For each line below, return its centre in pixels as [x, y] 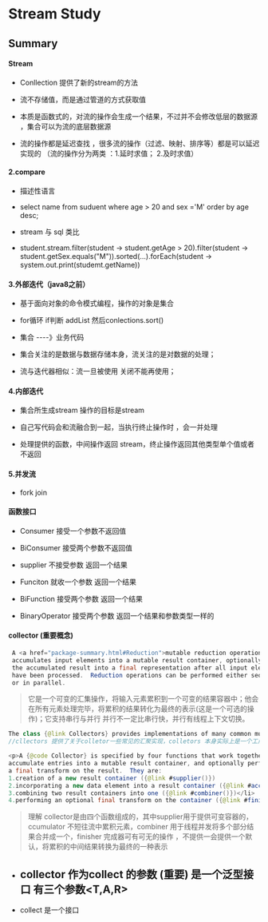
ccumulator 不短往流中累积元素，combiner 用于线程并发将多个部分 [137, 827]
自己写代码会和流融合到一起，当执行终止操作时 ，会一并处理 [118, 427]
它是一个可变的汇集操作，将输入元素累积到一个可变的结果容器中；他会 [143, 699]
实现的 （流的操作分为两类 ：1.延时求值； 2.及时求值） [108, 153]
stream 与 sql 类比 [49, 232]
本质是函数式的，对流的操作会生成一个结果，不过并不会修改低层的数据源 [138, 116]
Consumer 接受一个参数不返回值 [73, 531]
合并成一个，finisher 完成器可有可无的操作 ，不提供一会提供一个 [140, 837]
